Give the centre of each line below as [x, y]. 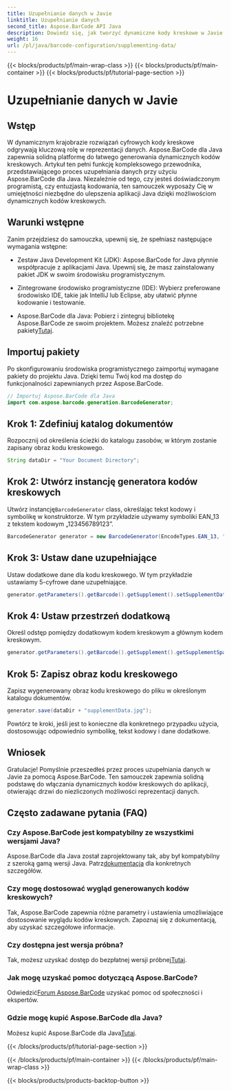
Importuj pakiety [44, 352]
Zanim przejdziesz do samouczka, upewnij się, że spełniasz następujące [110, 239]
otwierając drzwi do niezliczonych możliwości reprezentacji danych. [103, 791]
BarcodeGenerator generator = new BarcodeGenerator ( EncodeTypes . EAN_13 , [113, 536]
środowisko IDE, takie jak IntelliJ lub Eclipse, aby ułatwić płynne [107, 295]
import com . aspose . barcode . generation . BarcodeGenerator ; [90, 402]
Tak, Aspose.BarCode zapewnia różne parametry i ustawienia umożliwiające [115, 912]
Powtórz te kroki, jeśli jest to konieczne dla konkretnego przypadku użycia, [113, 724]
